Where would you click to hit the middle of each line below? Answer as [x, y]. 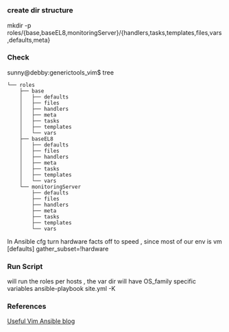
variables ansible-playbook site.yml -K [61, 289]
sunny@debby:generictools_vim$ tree [61, 72]
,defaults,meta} [29, 40]
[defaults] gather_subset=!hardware [58, 248]
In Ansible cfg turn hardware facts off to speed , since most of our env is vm [115, 241]
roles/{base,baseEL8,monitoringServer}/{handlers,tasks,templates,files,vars [114, 32]
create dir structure [40, 10]
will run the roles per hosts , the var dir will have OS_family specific [102, 281]
